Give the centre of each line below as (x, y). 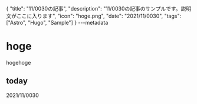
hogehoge (19, 62)
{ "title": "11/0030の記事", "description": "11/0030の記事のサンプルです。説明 (99, 9)
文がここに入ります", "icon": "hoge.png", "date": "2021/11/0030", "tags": (94, 16)
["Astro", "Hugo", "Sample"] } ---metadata (57, 23)
